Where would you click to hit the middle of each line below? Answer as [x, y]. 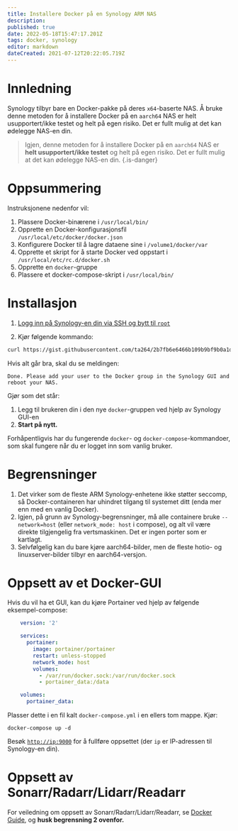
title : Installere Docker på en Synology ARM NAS [82, 14]
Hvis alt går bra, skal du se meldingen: [63, 363]
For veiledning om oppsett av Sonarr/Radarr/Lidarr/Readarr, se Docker [110, 812]
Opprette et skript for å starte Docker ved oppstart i [93, 252]
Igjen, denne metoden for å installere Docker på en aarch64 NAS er [122, 144]
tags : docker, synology [42, 40]
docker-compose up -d [39, 728]
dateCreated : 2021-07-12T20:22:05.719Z [66, 54]
